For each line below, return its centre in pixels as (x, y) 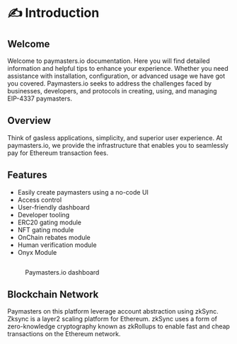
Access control (40, 200)
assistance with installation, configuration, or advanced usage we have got (116, 76)
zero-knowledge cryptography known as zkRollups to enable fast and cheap (118, 326)
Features (27, 175)
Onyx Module (37, 252)
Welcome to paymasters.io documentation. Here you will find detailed (109, 61)
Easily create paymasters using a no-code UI (83, 192)
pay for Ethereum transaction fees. (58, 153)
